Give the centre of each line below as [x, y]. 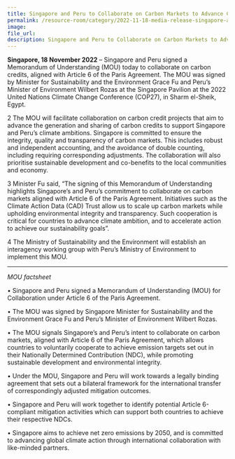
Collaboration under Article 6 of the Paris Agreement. [84, 298]
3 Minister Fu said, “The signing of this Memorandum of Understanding [110, 184]
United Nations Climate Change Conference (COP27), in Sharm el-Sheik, [112, 97]
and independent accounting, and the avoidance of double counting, [106, 148]
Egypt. [17, 104]
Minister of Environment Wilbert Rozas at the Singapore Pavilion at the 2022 [116, 90]
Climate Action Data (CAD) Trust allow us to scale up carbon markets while [115, 206]
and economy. [28, 170]
